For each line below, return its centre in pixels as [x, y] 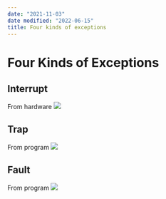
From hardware [30, 107]
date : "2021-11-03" [36, 14]
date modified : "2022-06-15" [51, 21]
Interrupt [28, 89]
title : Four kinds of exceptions [57, 27]
